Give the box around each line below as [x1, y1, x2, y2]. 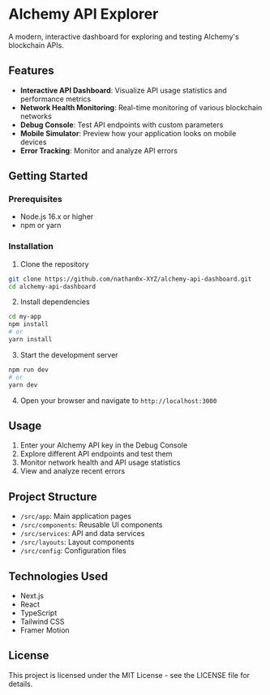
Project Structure [8, 490, 97, 504]
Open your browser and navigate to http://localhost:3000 [19, 395, 217, 405]
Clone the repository [19, 259, 89, 268]
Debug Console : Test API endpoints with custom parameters [19, 119, 224, 130]
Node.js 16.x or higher [19, 212, 94, 221]
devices [19, 137, 47, 147]
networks [19, 111, 53, 121]
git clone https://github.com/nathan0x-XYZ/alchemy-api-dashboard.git [8, 275, 252, 283]
